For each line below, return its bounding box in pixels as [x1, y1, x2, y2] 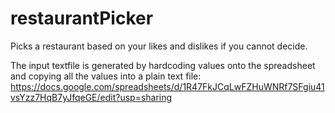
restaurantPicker [10, 7, 154, 30]
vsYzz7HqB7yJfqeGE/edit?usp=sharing [10, 91, 173, 103]
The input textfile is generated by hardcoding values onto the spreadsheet [10, 59, 316, 71]
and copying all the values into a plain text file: [10, 70, 202, 82]
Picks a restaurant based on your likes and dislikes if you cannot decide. [10, 40, 308, 52]
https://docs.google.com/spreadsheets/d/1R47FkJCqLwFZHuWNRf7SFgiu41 [10, 80, 325, 92]
